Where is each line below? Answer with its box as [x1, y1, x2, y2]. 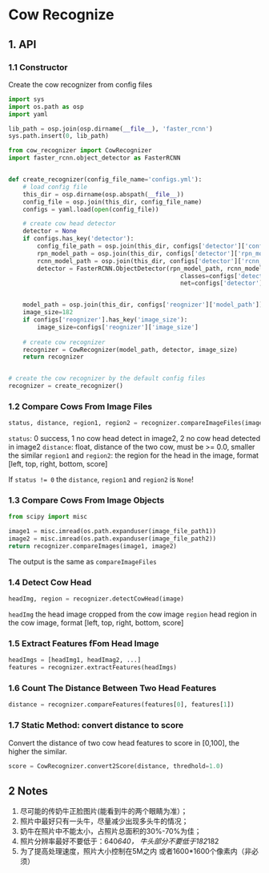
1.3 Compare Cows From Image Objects [8, 495, 165, 506]
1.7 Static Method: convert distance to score [8, 720, 184, 731]
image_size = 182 [22, 309, 74, 317]
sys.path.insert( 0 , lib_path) [8, 132, 110, 140]
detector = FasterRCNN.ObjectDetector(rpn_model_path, [37, 265, 224, 273]
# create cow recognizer [22, 338, 106, 346]
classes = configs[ [179, 272, 239, 280]
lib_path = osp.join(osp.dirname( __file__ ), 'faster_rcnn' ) [8, 124, 214, 133]
